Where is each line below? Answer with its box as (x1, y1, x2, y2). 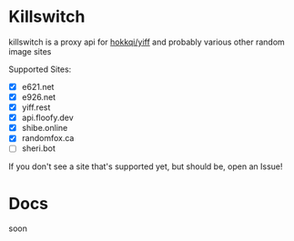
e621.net (21, 81, 55, 92)
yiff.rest (21, 102, 51, 113)
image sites (8, 45, 52, 56)
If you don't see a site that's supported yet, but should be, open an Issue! (8, 161, 283, 172)
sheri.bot (21, 143, 56, 154)
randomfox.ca (21, 133, 75, 144)
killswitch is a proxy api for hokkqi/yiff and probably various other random (8, 36, 286, 47)
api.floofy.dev (21, 112, 74, 124)
